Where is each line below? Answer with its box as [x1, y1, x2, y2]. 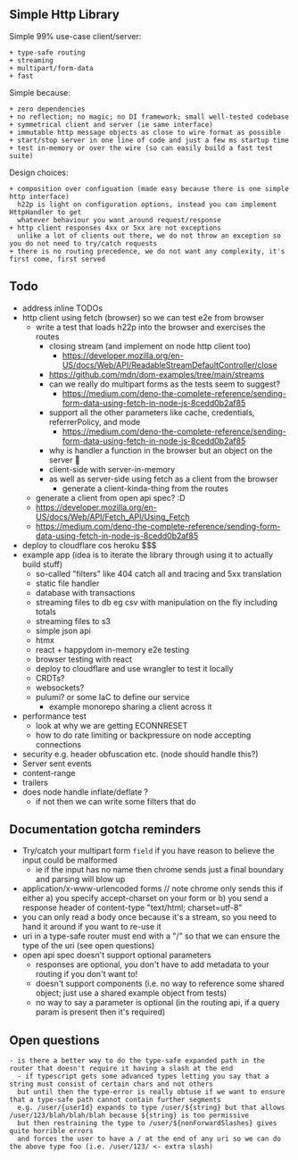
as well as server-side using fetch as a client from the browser [48, 473, 278, 484]
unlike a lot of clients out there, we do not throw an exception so [17, 231, 281, 240]
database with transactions [35, 587, 136, 597]
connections [35, 739, 82, 749]
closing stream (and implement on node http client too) [48, 340, 252, 351]
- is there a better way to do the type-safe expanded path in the [9, 1056, 266, 1065]
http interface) [9, 192, 70, 201]
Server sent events [21, 758, 92, 769]
